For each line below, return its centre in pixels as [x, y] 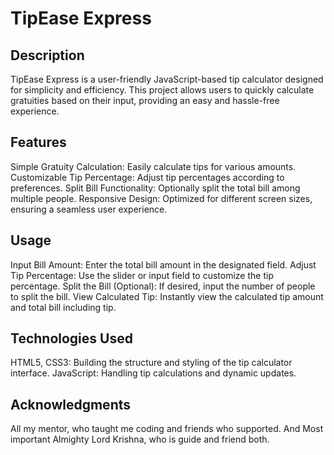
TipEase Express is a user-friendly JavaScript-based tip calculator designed [167, 79]
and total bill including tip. [63, 307]
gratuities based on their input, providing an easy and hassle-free [145, 100]
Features [38, 142]
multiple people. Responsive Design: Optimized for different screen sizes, [161, 198]
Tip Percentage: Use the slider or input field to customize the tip [142, 275]
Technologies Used [71, 338]
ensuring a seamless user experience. [89, 209]
